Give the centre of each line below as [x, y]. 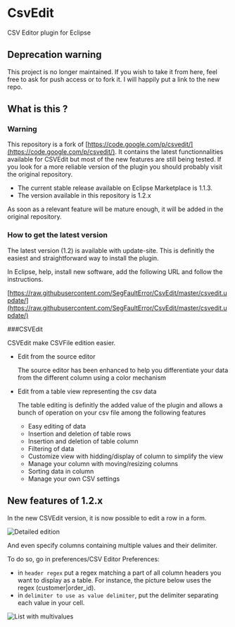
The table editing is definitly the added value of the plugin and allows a [120, 405]
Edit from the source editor [56, 356]
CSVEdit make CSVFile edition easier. [62, 342]
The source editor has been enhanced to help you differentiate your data [123, 370]
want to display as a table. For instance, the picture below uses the [114, 580]
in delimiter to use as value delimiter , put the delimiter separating [118, 595]
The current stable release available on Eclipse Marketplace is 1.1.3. [115, 188]
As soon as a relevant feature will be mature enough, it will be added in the [115, 209]
